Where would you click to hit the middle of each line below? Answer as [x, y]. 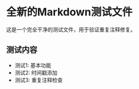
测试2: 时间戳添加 [36, 72]
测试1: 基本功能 [33, 65]
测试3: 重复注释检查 [39, 80]
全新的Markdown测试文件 [69, 12]
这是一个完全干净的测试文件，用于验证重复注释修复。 [71, 29]
